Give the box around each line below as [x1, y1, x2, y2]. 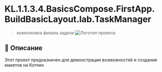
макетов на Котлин [4, 62, 44, 68]
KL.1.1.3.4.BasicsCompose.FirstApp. [4, 3, 155, 15]
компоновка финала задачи [16, 30, 74, 36]
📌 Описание [4, 44, 43, 52]
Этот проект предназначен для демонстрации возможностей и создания [4, 57, 158, 63]
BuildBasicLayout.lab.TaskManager [4, 14, 152, 25]
